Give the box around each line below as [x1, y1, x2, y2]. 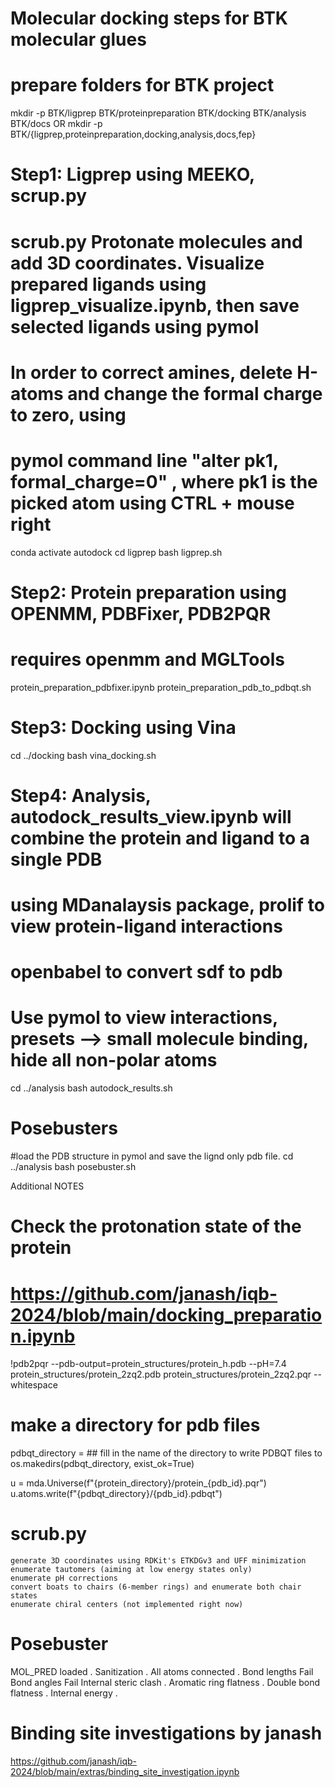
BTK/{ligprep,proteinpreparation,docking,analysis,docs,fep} [10, 128, 257, 141]
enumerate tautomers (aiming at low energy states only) [10, 1565, 253, 1575]
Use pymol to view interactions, [10, 1007, 278, 1029]
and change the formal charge [67, 382, 323, 405]
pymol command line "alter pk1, [10, 449, 279, 472]
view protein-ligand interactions [10, 915, 283, 938]
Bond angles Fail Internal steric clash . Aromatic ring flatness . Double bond [10, 1677, 321, 1689]
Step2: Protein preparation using [10, 581, 288, 604]
